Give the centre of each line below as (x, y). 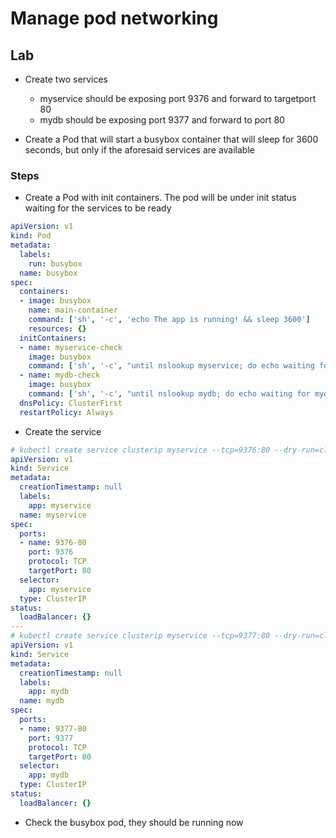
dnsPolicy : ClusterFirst (71, 403)
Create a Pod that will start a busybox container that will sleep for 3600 (171, 139)
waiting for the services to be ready (98, 208)
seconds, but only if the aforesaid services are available (139, 150)
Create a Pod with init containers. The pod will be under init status (160, 198)
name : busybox (48, 273)
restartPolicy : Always (66, 412)
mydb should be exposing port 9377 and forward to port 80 (162, 120)
